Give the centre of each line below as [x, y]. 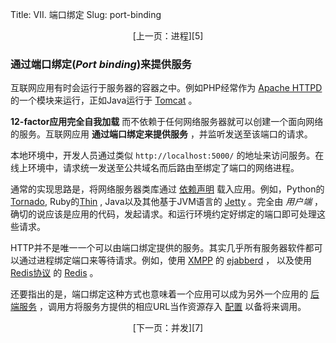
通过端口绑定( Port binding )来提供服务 [101, 64]
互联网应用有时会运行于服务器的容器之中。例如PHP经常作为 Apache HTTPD [166, 88]
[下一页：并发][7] [168, 328]
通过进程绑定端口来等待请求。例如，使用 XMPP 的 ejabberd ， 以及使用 [165, 260]
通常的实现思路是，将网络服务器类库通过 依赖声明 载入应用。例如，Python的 [167, 189]
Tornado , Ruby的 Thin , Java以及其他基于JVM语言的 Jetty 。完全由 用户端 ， [167, 202]
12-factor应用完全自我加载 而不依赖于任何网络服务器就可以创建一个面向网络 [167, 122]
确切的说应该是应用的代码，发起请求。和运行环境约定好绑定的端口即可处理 [163, 214]
